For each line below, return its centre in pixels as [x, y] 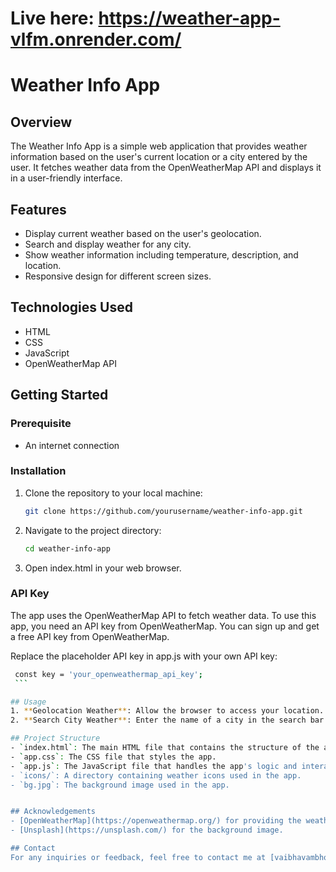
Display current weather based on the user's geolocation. [143, 233]
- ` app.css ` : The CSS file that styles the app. [113, 757]
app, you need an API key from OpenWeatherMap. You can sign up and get [165, 626]
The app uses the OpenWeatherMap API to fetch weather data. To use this [163, 615]
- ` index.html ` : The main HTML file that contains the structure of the [165, 748]
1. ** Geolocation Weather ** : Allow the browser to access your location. [167, 711]
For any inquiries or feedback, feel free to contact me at [138, 857]
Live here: [52, 18]
